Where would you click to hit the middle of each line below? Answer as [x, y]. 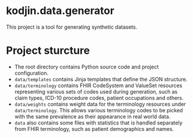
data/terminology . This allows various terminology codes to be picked [99, 110]
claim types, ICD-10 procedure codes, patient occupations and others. [99, 98]
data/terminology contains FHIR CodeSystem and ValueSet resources [98, 85]
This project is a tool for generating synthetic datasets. [72, 27]
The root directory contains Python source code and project [87, 67]
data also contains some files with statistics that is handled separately [98, 123]
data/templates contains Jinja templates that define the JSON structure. [101, 79]
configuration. [31, 73]
